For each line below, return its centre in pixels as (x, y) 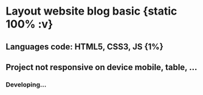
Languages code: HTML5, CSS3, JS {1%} (84, 47)
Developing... (26, 85)
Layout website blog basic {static (91, 11)
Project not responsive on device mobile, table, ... (101, 67)
